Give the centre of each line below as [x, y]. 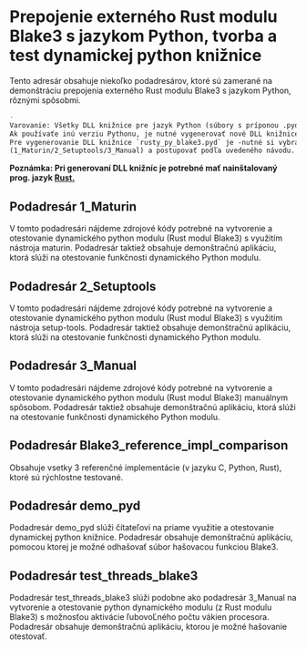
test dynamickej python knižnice [136, 56]
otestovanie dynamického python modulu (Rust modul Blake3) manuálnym [149, 397]
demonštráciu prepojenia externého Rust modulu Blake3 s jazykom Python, [150, 90]
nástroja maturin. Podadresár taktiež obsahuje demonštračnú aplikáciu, [143, 248]
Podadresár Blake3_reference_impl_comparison [149, 445]
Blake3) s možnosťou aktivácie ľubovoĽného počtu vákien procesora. [140, 617]
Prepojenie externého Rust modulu [143, 17]
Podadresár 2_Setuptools [83, 286]
